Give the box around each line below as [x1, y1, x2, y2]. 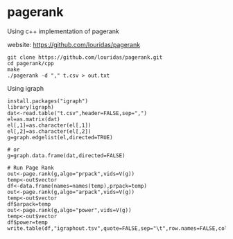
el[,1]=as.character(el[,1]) [7, 122, 92, 129]
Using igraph [7, 84, 44, 92]
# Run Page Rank [7, 164, 54, 171]
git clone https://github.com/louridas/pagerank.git [7, 53, 163, 61]
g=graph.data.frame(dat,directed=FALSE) [7, 152, 126, 159]
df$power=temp [7, 219, 49, 226]
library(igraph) [7, 103, 54, 111]
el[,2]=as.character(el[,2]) [7, 127, 92, 135]
